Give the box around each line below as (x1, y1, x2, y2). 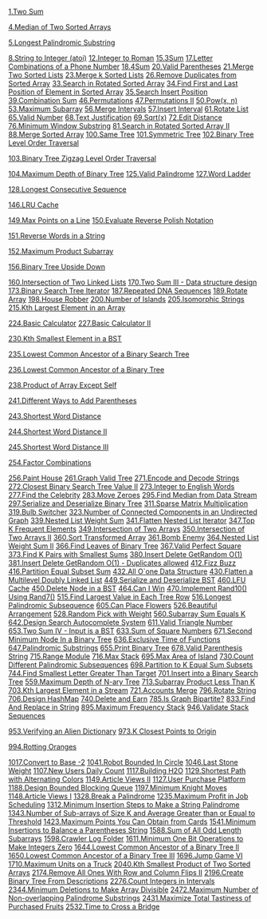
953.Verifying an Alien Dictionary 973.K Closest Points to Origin (8, 726, 217, 736)
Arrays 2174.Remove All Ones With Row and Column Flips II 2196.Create (8, 868, 244, 877)
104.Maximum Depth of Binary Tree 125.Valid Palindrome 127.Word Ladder (8, 169, 251, 178)
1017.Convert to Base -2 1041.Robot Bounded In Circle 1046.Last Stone (8, 758, 238, 766)
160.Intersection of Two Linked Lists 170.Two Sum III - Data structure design (8, 277, 257, 287)
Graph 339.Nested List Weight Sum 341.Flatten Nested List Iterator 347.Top (8, 515, 255, 525)
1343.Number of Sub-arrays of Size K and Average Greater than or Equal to (8, 809, 256, 818)
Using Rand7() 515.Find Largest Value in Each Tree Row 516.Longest (8, 592, 232, 602)
